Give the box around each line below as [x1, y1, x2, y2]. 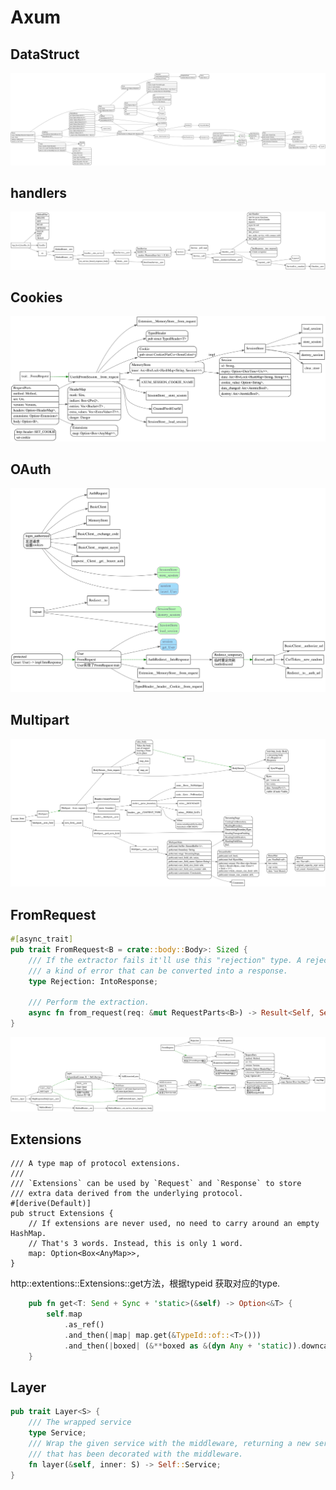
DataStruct [10, 46, 80, 63]
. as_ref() [63, 1320, 105, 1330]
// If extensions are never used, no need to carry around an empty [28, 1219, 320, 1229]
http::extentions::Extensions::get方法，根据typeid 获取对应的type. [10, 1277, 281, 1290]
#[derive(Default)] [10, 1199, 92, 1209]
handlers [10, 185, 68, 202]
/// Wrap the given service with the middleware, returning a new [28, 1439, 311, 1449]
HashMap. [10, 1229, 47, 1239]
